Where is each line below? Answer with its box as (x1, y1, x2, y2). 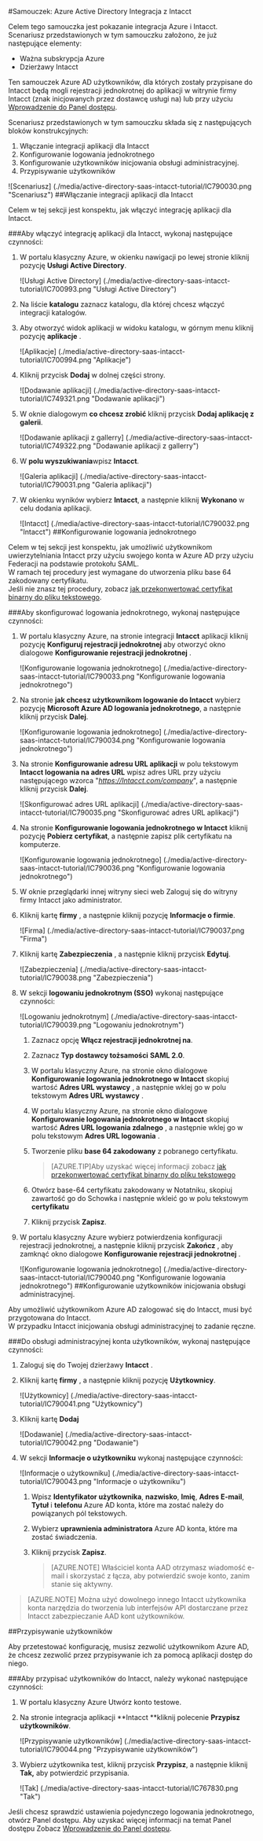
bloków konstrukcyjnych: (8, 126, 89, 135)
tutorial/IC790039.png (19, 1020, 92, 1029)
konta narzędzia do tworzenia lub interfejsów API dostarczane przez (27, 1604, 249, 1612)
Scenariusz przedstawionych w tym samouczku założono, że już (8, 31, 217, 39)
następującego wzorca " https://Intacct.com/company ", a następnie (19, 776, 238, 785)
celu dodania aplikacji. (19, 503, 92, 513)
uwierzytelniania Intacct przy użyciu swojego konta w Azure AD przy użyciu (8, 550, 254, 560)
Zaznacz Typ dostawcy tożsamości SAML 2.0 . (31, 1051, 185, 1060)
